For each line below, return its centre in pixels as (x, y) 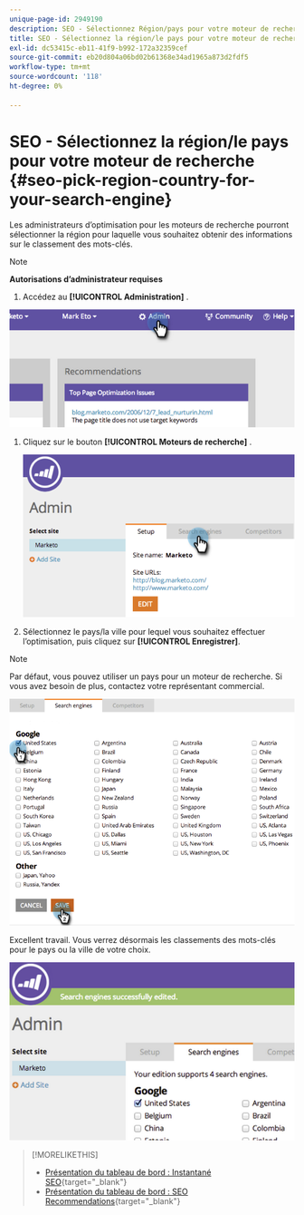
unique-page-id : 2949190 (56, 19)
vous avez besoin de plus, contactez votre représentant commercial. (137, 686)
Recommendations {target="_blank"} (113, 1200)
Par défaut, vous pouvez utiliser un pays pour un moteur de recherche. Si (146, 676)
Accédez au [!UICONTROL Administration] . (105, 296)
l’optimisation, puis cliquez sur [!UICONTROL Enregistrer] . (131, 642)
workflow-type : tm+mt (50, 67)
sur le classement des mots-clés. (71, 244)
